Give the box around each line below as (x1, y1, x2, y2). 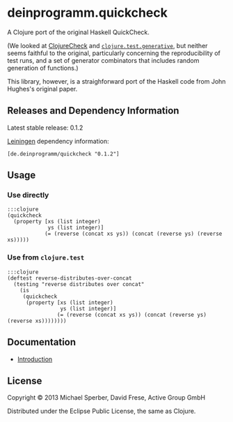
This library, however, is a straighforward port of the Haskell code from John (7, 77, 226, 85)
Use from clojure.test (7, 253, 85, 262)
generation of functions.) (7, 63, 79, 72)
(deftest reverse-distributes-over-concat (7, 274, 132, 282)
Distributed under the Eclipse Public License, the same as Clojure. (7, 407, 196, 416)
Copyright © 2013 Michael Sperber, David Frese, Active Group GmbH (7, 393, 206, 402)
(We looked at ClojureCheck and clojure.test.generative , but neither (7, 41, 208, 50)
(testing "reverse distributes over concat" (13, 280, 145, 287)
